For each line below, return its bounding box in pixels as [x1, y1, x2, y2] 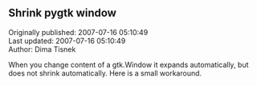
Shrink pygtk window [8, 6, 116, 20]
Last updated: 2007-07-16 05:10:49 [8, 36, 126, 45]
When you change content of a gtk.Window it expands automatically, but [8, 60, 249, 69]
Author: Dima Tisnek [8, 44, 76, 54]
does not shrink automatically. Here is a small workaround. [8, 68, 202, 78]
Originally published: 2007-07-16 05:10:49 [8, 27, 149, 37]
